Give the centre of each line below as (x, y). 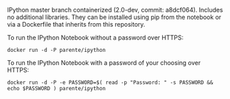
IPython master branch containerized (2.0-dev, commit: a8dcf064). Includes (115, 10)
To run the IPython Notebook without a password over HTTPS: (95, 38)
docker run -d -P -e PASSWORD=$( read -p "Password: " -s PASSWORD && (110, 83)
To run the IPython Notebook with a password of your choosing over (104, 63)
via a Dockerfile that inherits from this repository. (76, 24)
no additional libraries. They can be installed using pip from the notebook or (114, 17)
